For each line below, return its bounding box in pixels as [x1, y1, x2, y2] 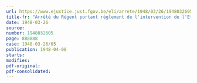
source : [6, 25, 25, 31]
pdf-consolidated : [6, 68, 51, 74]
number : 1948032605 [6, 30, 54, 36]
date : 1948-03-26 [6, 19, 49, 25]
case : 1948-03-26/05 [6, 41, 57, 47]
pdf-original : [6, 63, 41, 69]
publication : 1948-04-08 [6, 47, 67, 53]
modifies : [6, 57, 30, 63]
